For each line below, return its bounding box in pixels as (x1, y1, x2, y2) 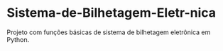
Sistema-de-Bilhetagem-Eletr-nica (6, 5, 217, 21)
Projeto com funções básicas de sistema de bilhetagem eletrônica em (6, 28, 211, 36)
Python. (6, 35, 30, 43)
